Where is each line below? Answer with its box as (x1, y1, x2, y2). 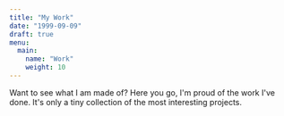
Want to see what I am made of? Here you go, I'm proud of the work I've (9, 87, 276, 98)
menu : (9, 37, 30, 47)
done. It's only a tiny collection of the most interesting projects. (9, 96, 243, 107)
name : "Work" (25, 54, 74, 63)
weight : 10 (25, 63, 66, 72)
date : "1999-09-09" (9, 21, 82, 30)
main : (17, 46, 39, 55)
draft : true (9, 29, 54, 38)
